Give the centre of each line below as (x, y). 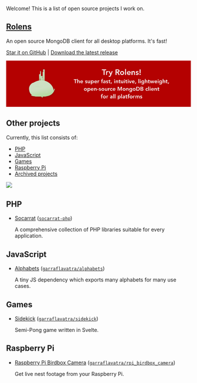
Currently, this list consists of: (42, 137)
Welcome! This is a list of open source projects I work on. (75, 9)
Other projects (33, 123)
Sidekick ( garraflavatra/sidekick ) (56, 318)
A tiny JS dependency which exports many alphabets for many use (96, 280)
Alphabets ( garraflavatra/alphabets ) (60, 269)
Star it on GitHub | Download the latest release (62, 52)
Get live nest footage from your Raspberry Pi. (69, 374)
